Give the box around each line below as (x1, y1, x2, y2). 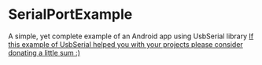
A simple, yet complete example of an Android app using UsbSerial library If (8, 31, 254, 41)
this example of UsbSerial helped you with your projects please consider (8, 39, 244, 49)
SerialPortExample (8, 5, 133, 23)
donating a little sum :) (8, 48, 81, 57)
